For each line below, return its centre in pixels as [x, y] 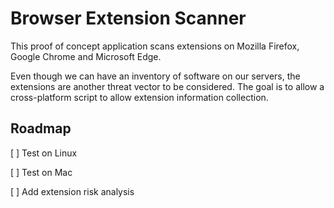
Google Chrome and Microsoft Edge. [86, 56]
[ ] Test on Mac [41, 172]
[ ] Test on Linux [44, 153]
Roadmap [41, 128]
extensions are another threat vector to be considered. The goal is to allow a [167, 86]
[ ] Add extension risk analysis [72, 191]
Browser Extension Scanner [128, 18]
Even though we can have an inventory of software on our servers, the [155, 76]
